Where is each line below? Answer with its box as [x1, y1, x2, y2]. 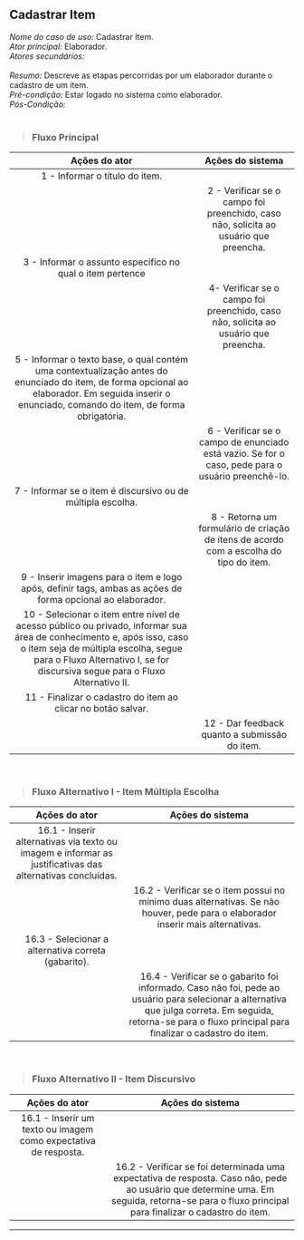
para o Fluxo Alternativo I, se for [33, 654, 170, 666]
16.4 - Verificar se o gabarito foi [139, 970, 279, 983]
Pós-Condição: [9, 99, 66, 110]
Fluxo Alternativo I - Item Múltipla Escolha [31, 786, 220, 799]
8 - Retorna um [211, 511, 278, 524]
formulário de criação [198, 522, 290, 535]
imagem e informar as [20, 847, 113, 859]
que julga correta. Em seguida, [144, 1004, 274, 1017]
